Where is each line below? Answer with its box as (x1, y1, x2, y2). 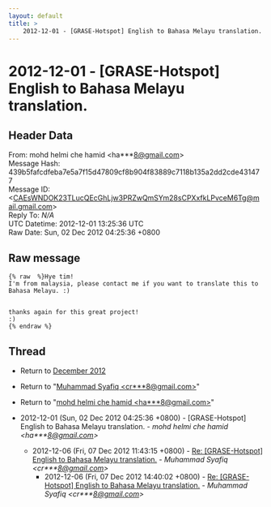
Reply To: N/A (8, 210, 55, 220)
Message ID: (8, 184, 51, 195)
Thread (8, 344, 46, 358)
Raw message (8, 251, 81, 264)
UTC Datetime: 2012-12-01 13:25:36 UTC (8, 219, 144, 229)
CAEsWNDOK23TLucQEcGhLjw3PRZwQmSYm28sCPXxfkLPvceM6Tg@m (13, 193, 260, 203)
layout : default (8, 11, 63, 20)
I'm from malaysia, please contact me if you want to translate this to (8, 280, 259, 288)
